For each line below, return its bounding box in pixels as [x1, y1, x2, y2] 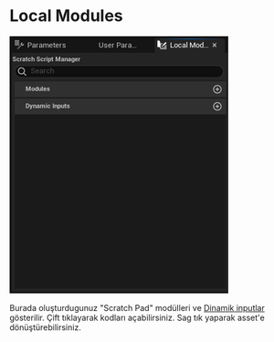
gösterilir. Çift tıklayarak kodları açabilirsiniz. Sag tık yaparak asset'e [9, 312, 265, 323]
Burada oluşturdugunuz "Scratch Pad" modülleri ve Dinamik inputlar [9, 302, 265, 313]
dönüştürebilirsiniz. [9, 321, 82, 333]
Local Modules [9, 5, 123, 26]
